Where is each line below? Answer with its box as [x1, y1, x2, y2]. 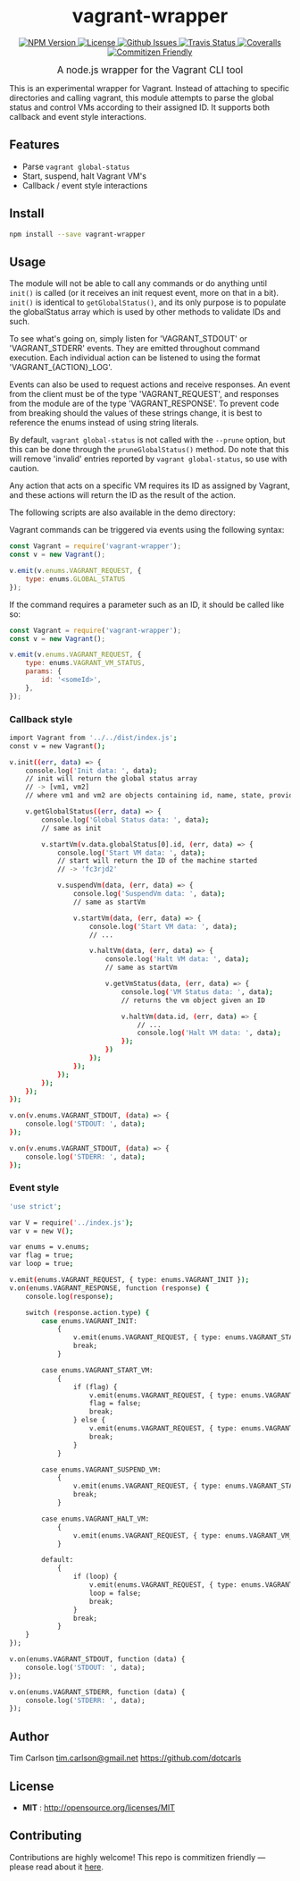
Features [9, 138, 60, 153]
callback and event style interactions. [9, 111, 147, 122]
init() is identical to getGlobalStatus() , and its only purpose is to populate [9, 297, 287, 308]
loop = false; [88, 1589, 142, 1598]
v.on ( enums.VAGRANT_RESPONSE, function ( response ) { [9, 1283, 210, 1293]
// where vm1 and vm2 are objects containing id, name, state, [25, 791, 266, 800]
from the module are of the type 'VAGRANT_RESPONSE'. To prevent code [9, 398, 279, 409]
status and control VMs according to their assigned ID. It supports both [9, 102, 271, 113]
